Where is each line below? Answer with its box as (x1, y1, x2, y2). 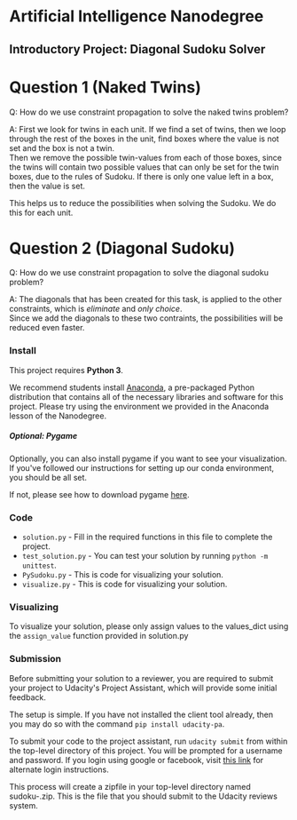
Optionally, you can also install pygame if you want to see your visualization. (9, 453, 287, 464)
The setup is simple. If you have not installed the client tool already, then (9, 709, 273, 720)
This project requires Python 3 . (9, 364, 124, 375)
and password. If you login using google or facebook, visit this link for (9, 754, 264, 765)
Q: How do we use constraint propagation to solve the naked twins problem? (9, 107, 289, 117)
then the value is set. (9, 180, 86, 191)
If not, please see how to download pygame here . (9, 489, 191, 499)
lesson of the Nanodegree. (9, 410, 107, 421)
